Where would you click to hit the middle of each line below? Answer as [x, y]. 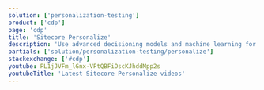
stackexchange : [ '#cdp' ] [49, 59]
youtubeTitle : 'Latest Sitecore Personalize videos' [97, 74]
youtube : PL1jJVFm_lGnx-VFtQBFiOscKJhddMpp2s [84, 67]
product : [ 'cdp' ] [37, 23]
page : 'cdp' [28, 30]
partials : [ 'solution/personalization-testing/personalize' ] [111, 52]
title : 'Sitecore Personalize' [60, 37]
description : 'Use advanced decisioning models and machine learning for [132, 45]
